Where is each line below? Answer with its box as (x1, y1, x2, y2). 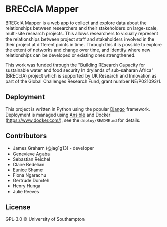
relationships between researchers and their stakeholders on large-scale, (5, 25, 158, 31)
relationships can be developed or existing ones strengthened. (5, 52, 136, 58)
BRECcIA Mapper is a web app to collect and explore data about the (5, 20, 147, 26)
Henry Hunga (12, 183, 41, 189)
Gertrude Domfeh (12, 177, 50, 183)
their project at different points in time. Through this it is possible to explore (5, 41, 162, 47)
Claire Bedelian (12, 161, 45, 167)
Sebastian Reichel (12, 156, 51, 162)
